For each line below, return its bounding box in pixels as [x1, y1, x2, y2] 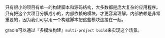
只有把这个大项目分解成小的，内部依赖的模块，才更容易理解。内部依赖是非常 [5, 10, 161, 16]
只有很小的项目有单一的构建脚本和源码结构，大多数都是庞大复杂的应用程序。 [5, 4, 161, 10]
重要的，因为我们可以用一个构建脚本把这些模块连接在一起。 [5, 17, 126, 22]
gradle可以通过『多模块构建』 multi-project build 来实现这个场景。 [5, 27, 142, 33]
